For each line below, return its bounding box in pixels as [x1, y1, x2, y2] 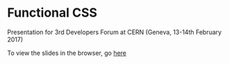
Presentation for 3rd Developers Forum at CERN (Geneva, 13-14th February [7, 28, 222, 36]
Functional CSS [7, 5, 98, 21]
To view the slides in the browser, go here [7, 49, 127, 57]
